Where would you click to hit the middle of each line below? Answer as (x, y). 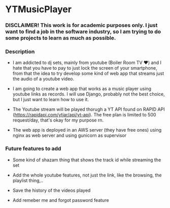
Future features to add (33, 148)
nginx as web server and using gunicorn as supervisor (70, 135)
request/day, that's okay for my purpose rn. (58, 120)
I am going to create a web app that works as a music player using (82, 89)
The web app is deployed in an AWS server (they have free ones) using (87, 130)
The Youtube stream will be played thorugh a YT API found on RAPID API (89, 109)
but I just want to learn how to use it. (50, 100)
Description (20, 52)
